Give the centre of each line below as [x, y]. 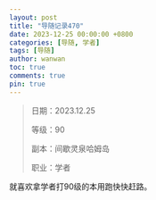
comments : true [37, 76]
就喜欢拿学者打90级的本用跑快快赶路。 [81, 186]
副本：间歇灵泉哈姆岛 [70, 148]
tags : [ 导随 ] [32, 51]
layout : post [33, 17]
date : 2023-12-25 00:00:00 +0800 [71, 34]
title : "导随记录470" [47, 26]
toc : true [28, 68]
